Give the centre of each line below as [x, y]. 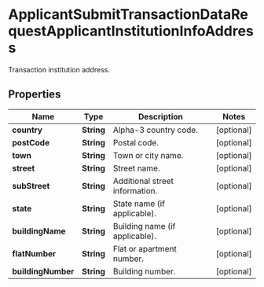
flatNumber [34, 253]
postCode [31, 142]
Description [161, 116]
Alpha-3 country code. [156, 130]
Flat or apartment [145, 248]
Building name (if [144, 226]
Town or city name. [148, 155]
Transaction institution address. [59, 69]
